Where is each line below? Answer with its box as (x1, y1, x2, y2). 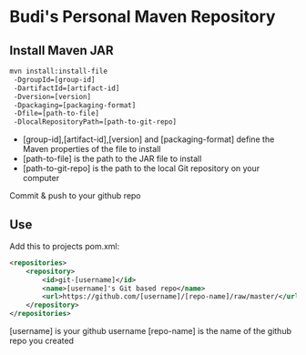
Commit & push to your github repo (9, 190, 141, 201)
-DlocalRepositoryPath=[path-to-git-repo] (13, 117, 178, 127)
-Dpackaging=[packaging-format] (13, 100, 137, 110)
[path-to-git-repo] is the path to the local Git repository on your (22, 163, 260, 174)
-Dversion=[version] (13, 92, 92, 101)
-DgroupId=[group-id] (13, 75, 96, 84)
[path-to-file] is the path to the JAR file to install (22, 153, 202, 165)
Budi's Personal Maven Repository (9, 6, 276, 27)
